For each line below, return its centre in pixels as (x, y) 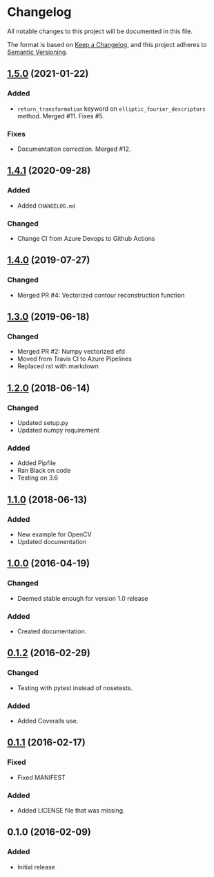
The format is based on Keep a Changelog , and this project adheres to (107, 44)
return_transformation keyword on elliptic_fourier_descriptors (111, 109)
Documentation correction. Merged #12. (74, 149)
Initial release (36, 867)
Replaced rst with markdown (58, 366)
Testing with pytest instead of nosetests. (75, 688)
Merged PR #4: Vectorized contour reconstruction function (101, 295)
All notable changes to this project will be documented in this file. (100, 31)
